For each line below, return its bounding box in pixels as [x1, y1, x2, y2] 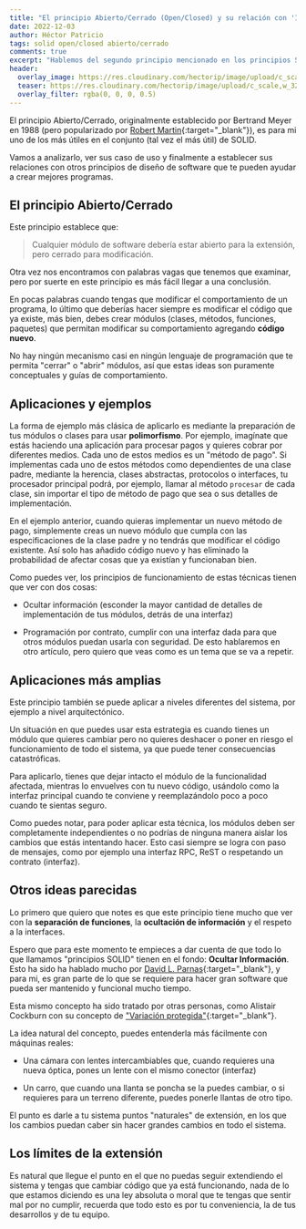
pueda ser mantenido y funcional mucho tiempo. [9, 982, 192, 994]
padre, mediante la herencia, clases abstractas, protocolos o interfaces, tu [9, 469, 289, 480]
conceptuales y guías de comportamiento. [9, 370, 168, 381]
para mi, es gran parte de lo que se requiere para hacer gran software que [9, 973, 289, 984]
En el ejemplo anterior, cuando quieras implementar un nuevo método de [9, 516, 282, 527]
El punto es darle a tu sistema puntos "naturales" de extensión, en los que [9, 1110, 287, 1121]
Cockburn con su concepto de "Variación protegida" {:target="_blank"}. [9, 1009, 278, 1021]
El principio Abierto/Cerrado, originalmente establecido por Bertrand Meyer [9, 115, 292, 126]
